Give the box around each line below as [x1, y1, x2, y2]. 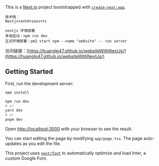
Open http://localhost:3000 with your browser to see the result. [5, 126, 133, 132]
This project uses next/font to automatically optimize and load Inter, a [5, 150, 146, 156]
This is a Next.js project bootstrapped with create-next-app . [5, 4, 126, 10]
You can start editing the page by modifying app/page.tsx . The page [5, 136, 143, 142]
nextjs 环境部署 [5, 28, 35, 33]
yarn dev [5, 108, 23, 113]
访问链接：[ [5, 48, 28, 53]
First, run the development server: [5, 80, 74, 86]
